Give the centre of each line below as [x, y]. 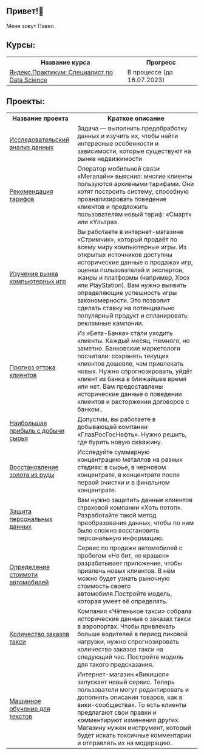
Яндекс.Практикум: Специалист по [61, 72]
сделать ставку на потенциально [126, 308]
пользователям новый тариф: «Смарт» [134, 214]
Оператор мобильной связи [118, 169]
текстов [21, 717]
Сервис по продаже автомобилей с [130, 548]
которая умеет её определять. [122, 601]
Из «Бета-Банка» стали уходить [125, 333]
